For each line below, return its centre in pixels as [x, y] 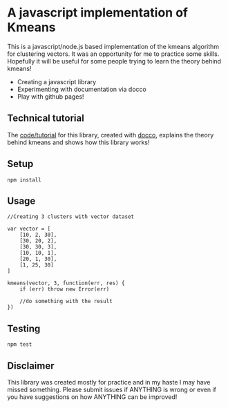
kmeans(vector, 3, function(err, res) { [66, 283]
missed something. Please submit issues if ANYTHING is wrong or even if [112, 389]
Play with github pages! [50, 96]
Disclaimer [31, 366]
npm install [24, 180]
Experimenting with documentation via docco [82, 89]
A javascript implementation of [98, 13]
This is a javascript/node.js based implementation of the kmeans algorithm [113, 46]
